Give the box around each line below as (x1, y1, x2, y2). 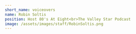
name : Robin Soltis (5, 12, 47, 17)
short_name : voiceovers (5, 7, 56, 12)
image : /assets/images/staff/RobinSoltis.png (5, 21, 103, 26)
